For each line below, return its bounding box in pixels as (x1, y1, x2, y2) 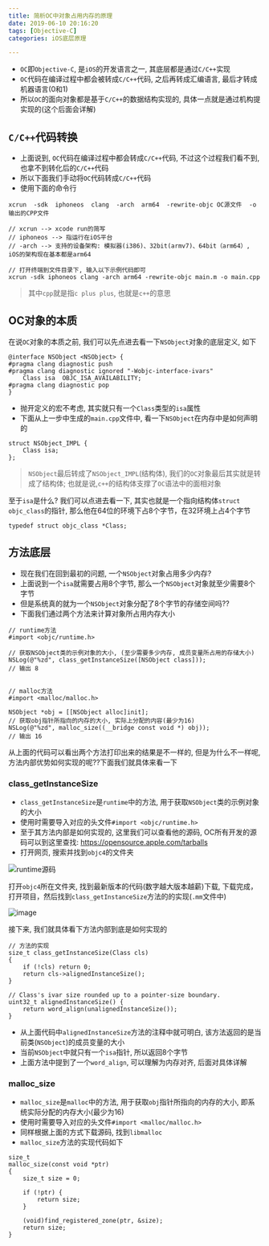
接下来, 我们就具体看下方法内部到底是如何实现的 (8, 924, 167, 933)
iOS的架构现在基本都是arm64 (8, 251, 92, 259)
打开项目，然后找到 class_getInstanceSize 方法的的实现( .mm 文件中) (8, 891, 227, 901)
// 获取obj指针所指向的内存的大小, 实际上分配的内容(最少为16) (8, 716, 195, 724)
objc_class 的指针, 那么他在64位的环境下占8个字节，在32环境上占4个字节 (8, 506, 251, 515)
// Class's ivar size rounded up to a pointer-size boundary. (8, 990, 221, 999)
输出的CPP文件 (8, 210, 50, 218)
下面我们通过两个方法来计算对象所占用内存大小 (19, 609, 175, 618)
